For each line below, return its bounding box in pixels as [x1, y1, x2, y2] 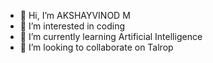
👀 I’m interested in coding [19, 20, 126, 32]
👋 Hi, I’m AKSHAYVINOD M [19, 10, 131, 21]
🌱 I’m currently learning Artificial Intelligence [19, 31, 203, 42]
